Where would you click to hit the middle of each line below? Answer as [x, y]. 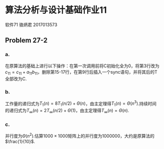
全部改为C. [16, 79]
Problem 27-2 [26, 41]
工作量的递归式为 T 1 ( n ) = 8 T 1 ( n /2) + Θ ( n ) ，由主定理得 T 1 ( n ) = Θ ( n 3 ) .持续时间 [81, 104]
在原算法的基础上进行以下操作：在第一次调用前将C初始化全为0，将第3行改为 [82, 66]
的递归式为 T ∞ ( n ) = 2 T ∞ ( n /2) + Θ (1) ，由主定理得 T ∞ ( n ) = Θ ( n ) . [67, 111]
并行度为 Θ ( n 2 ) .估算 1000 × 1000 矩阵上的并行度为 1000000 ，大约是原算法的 [80, 135]
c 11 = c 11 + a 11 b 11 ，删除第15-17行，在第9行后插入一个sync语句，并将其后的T [81, 73]
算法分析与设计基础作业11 [56, 10]
